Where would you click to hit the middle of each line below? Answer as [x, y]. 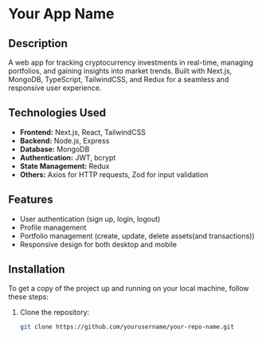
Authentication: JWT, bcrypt [68, 157]
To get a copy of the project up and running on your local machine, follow [129, 289]
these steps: [29, 297]
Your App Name [61, 14]
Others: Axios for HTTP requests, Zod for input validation [114, 174]
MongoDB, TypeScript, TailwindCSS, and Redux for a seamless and [119, 79]
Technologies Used [57, 113]
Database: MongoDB [55, 149]
